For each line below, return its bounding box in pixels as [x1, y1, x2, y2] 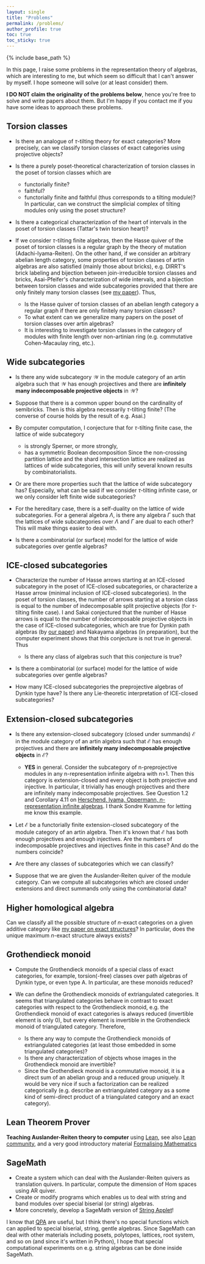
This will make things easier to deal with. [15, 524, 118, 532]
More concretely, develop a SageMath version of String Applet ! [15, 1206, 174, 1213]
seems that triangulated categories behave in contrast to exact [15, 997, 173, 1004]
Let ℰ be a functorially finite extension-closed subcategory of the [15, 822, 179, 829]
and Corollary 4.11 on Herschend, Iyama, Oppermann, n [24, 796, 164, 803]
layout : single [6, 9, 45, 15]
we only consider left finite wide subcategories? [15, 493, 136, 500]
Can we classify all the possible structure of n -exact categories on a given [6, 919, 193, 926]
